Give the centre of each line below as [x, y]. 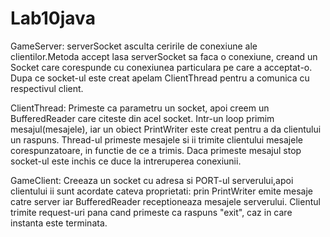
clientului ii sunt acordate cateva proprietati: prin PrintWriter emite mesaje [161, 191]
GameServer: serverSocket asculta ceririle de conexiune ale [134, 46]
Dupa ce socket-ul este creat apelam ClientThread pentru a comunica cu [160, 78]
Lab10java [53, 18]
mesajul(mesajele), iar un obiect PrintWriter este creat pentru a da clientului [166, 129]
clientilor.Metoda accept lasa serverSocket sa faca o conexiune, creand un [164, 56]
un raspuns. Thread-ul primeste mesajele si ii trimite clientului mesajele [156, 139]
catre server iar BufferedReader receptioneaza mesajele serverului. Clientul [165, 201]
